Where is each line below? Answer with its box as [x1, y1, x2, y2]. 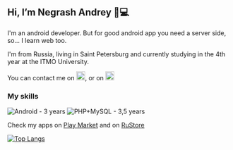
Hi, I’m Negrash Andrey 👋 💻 [7, 6, 129, 18]
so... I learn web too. [7, 36, 67, 44]
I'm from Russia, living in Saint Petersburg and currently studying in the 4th [7, 49, 226, 58]
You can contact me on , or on [7, 73, 104, 82]
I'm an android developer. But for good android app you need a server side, [7, 28, 227, 37]
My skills [7, 91, 39, 101]
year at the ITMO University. [7, 57, 90, 65]
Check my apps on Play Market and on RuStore [7, 121, 145, 130]
